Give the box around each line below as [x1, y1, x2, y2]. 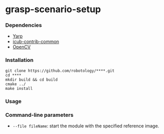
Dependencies [5, 22, 42, 29]
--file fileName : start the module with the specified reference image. [12, 123, 159, 129]
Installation [5, 57, 34, 64]
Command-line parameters [5, 111, 74, 118]
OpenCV [12, 44, 31, 50]
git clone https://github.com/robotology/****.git [5, 68, 115, 73]
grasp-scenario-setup [5, 4, 101, 15]
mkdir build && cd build [5, 77, 58, 82]
